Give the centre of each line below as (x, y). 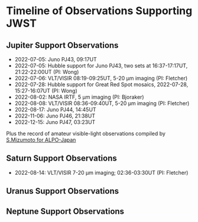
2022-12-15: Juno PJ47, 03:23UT (55, 122)
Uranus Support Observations (63, 191)
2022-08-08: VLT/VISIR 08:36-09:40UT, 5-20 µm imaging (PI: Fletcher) (102, 103)
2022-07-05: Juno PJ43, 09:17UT (56, 59)
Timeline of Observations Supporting (99, 11)
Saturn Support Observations (61, 159)
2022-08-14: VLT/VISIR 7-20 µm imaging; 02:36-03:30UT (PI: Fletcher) (101, 172)
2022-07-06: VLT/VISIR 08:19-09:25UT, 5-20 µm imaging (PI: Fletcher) (101, 78)
